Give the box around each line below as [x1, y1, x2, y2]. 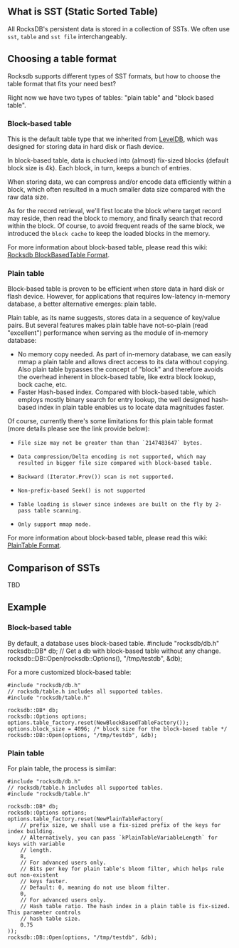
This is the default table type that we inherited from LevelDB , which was [7, 135, 218, 143]
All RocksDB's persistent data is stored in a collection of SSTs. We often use [7, 24, 230, 33]
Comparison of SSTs [7, 562, 101, 574]
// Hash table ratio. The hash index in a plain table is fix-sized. [20, 903, 231, 910]
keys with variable [7, 840, 65, 847]
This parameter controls [7, 909, 81, 917]
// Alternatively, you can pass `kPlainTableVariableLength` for [20, 834, 218, 842]
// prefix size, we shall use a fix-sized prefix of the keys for [20, 822, 221, 829]
